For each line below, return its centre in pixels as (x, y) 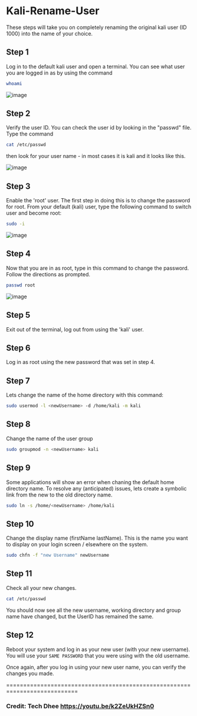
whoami (14, 83)
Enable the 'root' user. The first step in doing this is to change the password (98, 201)
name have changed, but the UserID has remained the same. (80, 616)
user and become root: (34, 213)
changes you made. (30, 673)
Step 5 (18, 315)
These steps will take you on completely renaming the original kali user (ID (96, 27)
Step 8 (18, 424)
